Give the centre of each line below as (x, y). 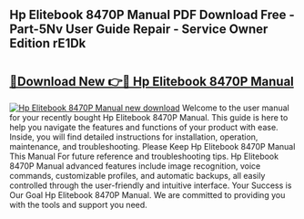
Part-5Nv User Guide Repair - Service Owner (139, 30)
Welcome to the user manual (235, 108)
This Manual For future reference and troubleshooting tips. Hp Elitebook (144, 156)
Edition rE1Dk (48, 43)
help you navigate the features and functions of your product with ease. (144, 127)
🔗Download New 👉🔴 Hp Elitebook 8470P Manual (152, 81)
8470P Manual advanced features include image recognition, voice (135, 166)
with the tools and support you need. (78, 205)
